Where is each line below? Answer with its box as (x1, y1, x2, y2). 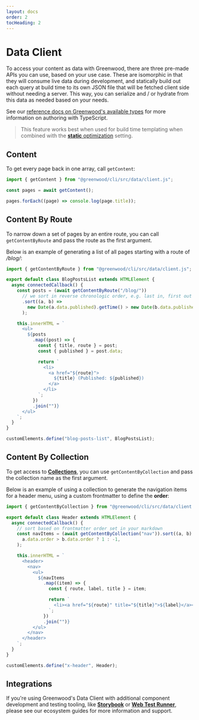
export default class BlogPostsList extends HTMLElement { (6, 277, 155, 283)
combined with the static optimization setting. (20, 132, 133, 140)
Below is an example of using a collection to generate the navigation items (6, 485, 188, 493)
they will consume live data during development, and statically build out (6, 78, 181, 85)
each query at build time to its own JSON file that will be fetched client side (6, 84, 190, 91)
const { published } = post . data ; (37, 348, 123, 354)
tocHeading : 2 (6, 20, 41, 26)
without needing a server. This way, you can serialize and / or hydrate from (6, 90, 189, 97)
